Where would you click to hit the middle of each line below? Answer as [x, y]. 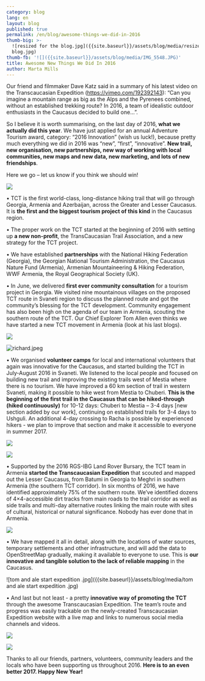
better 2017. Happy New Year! [45, 672]
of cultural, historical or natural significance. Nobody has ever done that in [100, 512]
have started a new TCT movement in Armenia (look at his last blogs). [94, 325]
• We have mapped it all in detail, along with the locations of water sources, [101, 541]
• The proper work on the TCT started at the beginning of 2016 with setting [101, 229]
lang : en [17, 18]
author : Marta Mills [33, 69]
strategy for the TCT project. [42, 243]
